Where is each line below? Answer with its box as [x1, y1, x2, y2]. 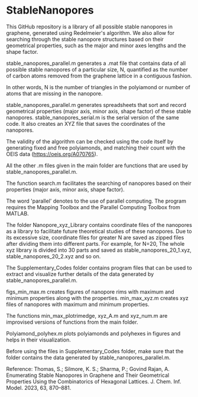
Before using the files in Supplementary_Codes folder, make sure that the [6, 347, 184, 354]
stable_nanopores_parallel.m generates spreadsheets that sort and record [6, 101, 186, 108]
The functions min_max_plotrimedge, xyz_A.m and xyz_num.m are [6, 312, 168, 319]
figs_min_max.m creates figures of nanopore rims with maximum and [6, 288, 174, 295]
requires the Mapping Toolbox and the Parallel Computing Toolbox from [6, 203, 180, 210]
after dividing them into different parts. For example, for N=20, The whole [6, 240, 185, 247]
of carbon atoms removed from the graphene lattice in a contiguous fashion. [6, 72, 192, 79]
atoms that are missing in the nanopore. [6, 90, 103, 97]
